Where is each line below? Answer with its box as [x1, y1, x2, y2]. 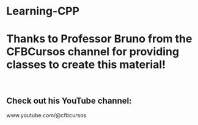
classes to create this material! [6, 58, 166, 72]
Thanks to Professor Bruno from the [6, 32, 193, 46]
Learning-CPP [6, 4, 79, 18]
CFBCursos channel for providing [6, 45, 179, 59]
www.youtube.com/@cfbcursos [6, 111, 87, 119]
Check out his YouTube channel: [6, 95, 132, 106]
